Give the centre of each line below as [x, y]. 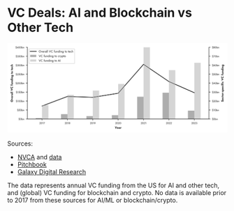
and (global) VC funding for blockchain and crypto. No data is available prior [117, 193]
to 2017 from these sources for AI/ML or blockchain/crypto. [93, 201]
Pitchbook [32, 164]
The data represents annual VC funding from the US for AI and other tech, [114, 185]
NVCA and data [39, 157]
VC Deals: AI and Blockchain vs [100, 13]
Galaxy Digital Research [51, 172]
